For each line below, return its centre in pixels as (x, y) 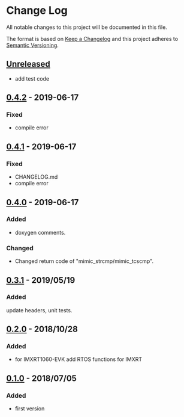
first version (30, 409)
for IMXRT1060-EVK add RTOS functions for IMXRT (79, 359)
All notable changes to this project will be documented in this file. (87, 27)
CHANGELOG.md (36, 177)
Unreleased (28, 64)
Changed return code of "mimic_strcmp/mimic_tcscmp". (84, 261)
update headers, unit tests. (39, 310)
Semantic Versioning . (32, 45)
